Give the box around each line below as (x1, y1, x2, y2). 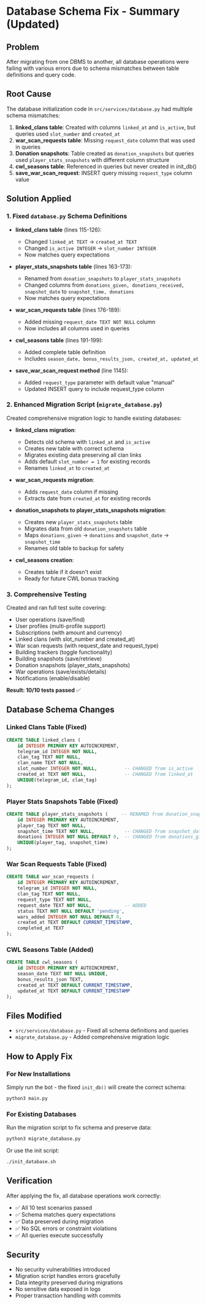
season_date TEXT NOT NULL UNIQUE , (17, 971, 109, 977)
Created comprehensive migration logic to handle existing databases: (6, 414, 182, 422)
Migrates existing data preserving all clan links (24, 451, 142, 459)
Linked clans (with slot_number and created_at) (15, 635, 135, 643)
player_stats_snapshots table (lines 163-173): (15, 263, 132, 270)
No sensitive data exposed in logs (15, 1285, 101, 1293)
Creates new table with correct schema (24, 444, 124, 452)
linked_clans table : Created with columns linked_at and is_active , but (15, 123, 196, 131)
